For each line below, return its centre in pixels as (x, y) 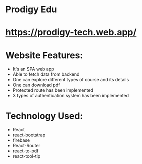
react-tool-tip (26, 156)
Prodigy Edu (31, 9)
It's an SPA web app (33, 69)
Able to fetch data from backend (46, 74)
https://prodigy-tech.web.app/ (71, 32)
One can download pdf (36, 85)
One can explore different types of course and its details (71, 80)
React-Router (26, 146)
